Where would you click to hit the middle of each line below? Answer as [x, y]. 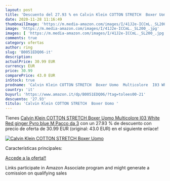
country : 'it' [20, 89]
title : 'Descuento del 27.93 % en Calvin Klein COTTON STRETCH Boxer [81, 15]
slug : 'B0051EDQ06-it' [29, 52]
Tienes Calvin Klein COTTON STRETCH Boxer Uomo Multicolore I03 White [83, 118]
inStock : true [20, 80]
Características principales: [34, 148]
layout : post [19, 10]
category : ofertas [25, 43]
